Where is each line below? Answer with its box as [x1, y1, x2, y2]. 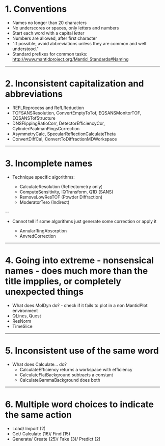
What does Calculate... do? [12, 361, 67, 367]
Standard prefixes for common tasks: [12, 51, 87, 57]
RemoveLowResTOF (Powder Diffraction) [19, 194, 103, 200]
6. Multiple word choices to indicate [5, 399, 154, 410]
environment [12, 307, 38, 313]
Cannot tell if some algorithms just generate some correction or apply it [12, 218, 157, 224]
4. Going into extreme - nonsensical [5, 255, 154, 266]
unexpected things [5, 286, 84, 297]
